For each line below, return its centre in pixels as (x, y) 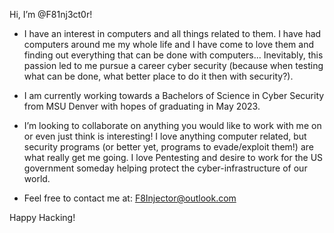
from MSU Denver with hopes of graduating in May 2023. (142, 106)
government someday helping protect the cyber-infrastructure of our (165, 168)
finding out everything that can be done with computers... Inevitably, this (173, 55)
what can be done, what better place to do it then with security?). (158, 76)
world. (37, 178)
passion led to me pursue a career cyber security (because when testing (173, 65)
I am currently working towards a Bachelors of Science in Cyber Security (174, 95)
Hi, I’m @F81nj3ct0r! (51, 14)
